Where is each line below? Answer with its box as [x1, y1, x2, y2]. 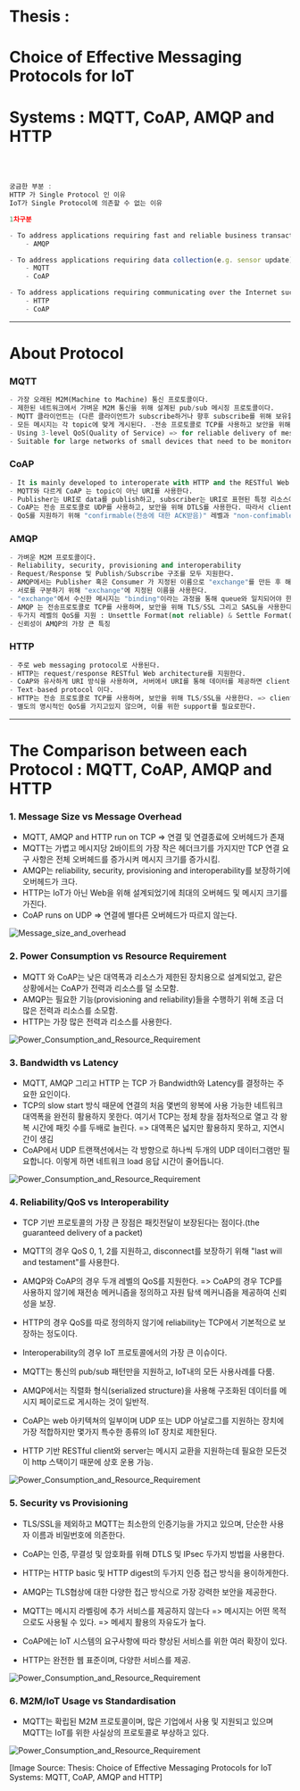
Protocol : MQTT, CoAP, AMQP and [9, 760, 272, 780]
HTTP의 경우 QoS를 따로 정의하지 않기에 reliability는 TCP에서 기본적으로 [21, 1317, 277, 1328]
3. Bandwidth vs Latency [9, 1056, 119, 1069]
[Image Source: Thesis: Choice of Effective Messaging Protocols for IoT [9, 1762, 272, 1773]
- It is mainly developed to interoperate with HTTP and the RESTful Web [9, 478, 290, 487]
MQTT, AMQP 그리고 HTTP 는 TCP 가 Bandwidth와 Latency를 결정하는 [21, 1078, 275, 1088]
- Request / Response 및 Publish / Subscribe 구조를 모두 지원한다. [9, 570, 235, 579]
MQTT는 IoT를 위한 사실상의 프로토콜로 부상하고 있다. [21, 1727, 210, 1737]
